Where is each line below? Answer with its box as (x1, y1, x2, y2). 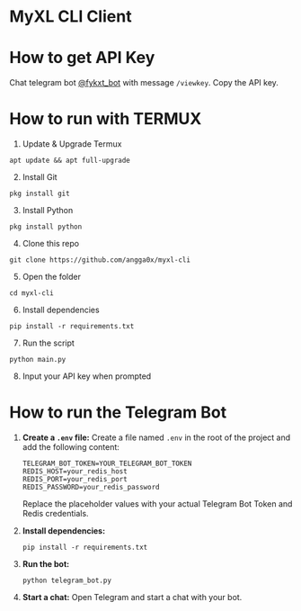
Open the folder (22, 272, 81, 283)
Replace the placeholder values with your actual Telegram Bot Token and (22, 499, 293, 509)
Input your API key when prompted (22, 371, 152, 382)
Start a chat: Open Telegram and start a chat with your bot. (22, 592, 243, 602)
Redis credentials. (22, 508, 89, 518)
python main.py (9, 355, 66, 364)
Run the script (22, 337, 75, 348)
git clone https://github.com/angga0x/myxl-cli (9, 256, 191, 265)
